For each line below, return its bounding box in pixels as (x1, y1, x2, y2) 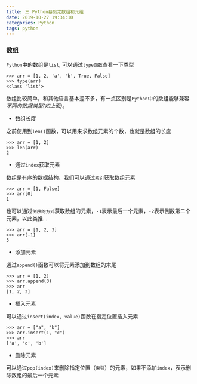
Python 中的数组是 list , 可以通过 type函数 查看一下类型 (6, 61, 134, 68)
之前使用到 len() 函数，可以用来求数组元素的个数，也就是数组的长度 (6, 127, 171, 134)
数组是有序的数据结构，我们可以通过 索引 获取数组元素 (6, 174, 136, 181)
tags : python (6, 25, 39, 32)
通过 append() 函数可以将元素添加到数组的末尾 (6, 261, 117, 268)
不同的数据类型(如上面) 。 (6, 102, 68, 109)
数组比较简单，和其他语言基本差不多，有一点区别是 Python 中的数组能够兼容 (6, 94, 190, 102)
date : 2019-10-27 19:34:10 (6, 14, 73, 20)
